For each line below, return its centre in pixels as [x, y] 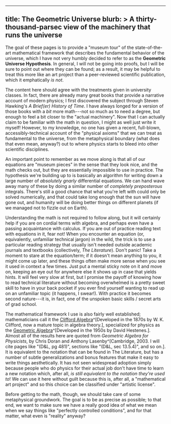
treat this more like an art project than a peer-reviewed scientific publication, [85, 74]
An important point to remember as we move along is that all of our [76, 159]
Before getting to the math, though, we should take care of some [73, 394]
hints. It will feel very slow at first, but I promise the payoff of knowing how [83, 277]
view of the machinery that [107, 27]
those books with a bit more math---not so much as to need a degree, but [83, 111]
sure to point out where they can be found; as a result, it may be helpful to [83, 69]
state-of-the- [149, 47]
